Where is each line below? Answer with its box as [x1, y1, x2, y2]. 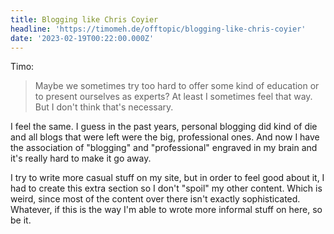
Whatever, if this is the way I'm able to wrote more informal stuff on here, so [10, 204, 323, 216]
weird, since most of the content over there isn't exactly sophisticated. [10, 193, 301, 205]
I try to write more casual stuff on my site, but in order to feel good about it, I [10, 172, 325, 184]
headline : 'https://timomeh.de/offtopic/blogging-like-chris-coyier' [10, 24, 307, 34]
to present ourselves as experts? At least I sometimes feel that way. [34, 91, 313, 103]
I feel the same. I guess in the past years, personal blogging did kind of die [10, 121, 318, 133]
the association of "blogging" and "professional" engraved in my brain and [10, 142, 318, 154]
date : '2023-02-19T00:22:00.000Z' [10, 33, 155, 43]
